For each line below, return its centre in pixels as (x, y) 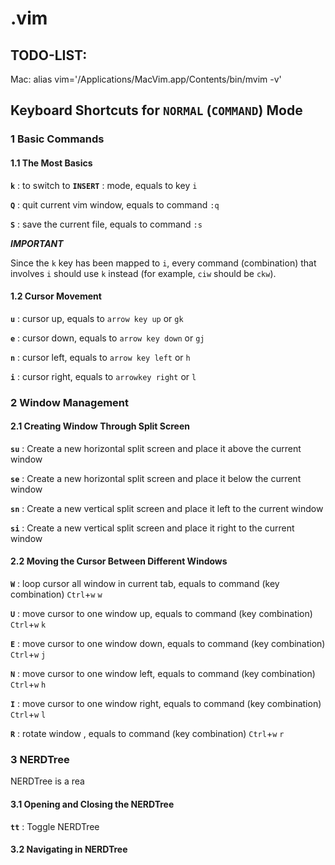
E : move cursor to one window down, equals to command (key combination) (168, 644)
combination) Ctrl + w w (56, 594)
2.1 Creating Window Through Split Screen (100, 426)
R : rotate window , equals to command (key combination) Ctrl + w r (147, 734)
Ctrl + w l (28, 714)
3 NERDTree (40, 759)
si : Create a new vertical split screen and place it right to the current (152, 528)
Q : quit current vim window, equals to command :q (115, 204)
